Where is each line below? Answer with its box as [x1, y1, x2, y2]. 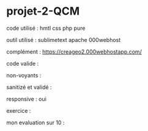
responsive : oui [6, 95, 47, 102]
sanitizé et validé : [6, 83, 52, 91]
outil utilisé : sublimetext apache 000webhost [6, 36, 121, 43]
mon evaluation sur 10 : [6, 119, 65, 126]
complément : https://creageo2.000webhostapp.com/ [6, 48, 142, 55]
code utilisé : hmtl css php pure [6, 24, 86, 32]
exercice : [6, 107, 31, 114]
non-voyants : [6, 71, 42, 79]
